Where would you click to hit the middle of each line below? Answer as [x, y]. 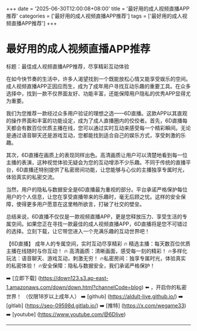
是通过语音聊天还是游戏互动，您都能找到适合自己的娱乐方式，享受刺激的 [93, 135]
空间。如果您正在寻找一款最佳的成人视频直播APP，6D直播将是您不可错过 [99, 224]
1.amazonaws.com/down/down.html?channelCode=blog [74, 287]
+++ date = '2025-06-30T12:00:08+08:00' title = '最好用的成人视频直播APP [98, 8]
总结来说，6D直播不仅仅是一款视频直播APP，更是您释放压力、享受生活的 [94, 216]
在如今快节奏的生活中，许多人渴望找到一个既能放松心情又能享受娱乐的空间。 [98, 79]
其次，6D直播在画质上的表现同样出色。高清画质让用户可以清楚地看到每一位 [97, 155]
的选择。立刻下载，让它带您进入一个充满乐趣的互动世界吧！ [78, 231]
